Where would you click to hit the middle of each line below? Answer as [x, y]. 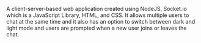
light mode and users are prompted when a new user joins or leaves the [97, 28]
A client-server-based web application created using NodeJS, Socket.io [97, 9]
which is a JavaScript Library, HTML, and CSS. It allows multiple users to [98, 15]
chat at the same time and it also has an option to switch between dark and [101, 21]
